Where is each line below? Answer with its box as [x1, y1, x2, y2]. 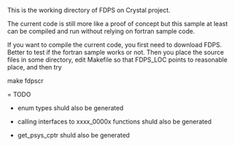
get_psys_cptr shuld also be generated [17, 131, 130, 139]
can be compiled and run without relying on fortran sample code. [7, 27, 195, 35]
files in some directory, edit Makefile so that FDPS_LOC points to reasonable [7, 55, 228, 64]
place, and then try [7, 63, 62, 71]
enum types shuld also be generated [17, 104, 124, 112]
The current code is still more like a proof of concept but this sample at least [7, 20, 228, 27]
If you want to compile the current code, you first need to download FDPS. [7, 41, 222, 48]
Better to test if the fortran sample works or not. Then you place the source [7, 48, 224, 56]
